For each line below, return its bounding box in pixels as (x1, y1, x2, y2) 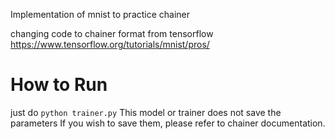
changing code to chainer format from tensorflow (10, 28, 214, 39)
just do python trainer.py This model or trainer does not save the (10, 106, 282, 118)
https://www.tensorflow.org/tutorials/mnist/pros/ (10, 39, 210, 50)
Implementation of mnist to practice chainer (10, 9, 191, 20)
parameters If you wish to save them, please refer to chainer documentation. (10, 117, 326, 129)
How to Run (10, 74, 108, 96)
